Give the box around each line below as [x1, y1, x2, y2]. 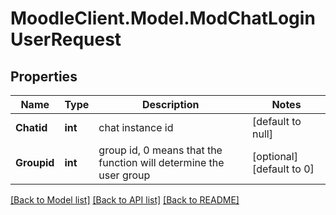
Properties [10, 68, 78, 85]
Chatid [15, 121, 48, 134]
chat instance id [98, 121, 174, 134]
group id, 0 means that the [98, 143, 223, 157]
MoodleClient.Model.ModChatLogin [10, 7, 316, 30]
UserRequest [10, 28, 122, 51]
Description [141, 98, 200, 111]
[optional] [252, 150, 298, 163]
